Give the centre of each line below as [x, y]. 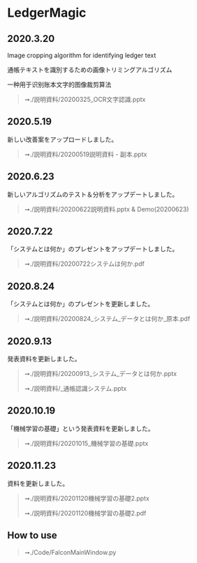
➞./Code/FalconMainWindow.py [70, 552]
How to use [32, 535]
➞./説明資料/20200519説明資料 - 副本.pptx [86, 154]
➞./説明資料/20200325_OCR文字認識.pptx [85, 99]
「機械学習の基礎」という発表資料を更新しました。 [81, 428]
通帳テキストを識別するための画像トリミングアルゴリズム [90, 70]
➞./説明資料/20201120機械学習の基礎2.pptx [87, 498]
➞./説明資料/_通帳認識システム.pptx [75, 389]
